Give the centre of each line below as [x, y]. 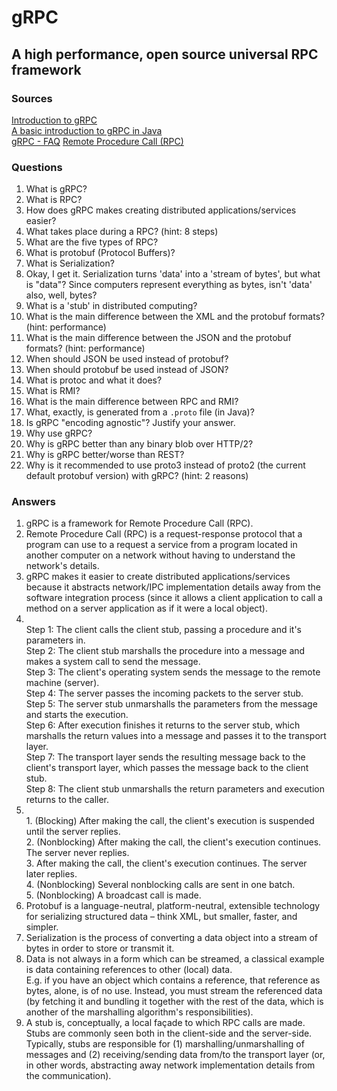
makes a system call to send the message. [113, 662]
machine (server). [62, 683]
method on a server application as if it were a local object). [147, 608]
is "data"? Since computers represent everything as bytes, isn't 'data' [169, 285]
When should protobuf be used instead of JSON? [127, 370]
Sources [32, 98]
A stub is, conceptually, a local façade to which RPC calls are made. [165, 1023]
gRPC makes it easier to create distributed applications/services [158, 577]
